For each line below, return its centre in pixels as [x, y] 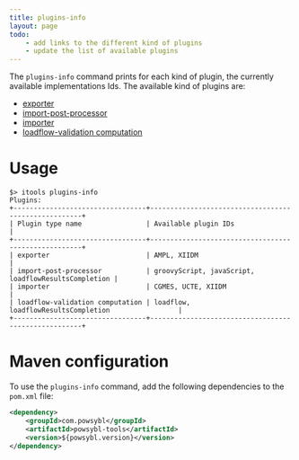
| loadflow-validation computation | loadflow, [100, 303]
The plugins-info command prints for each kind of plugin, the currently [141, 76]
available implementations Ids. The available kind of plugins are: [128, 86]
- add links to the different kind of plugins [114, 43]
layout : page [34, 26]
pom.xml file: [31, 396]
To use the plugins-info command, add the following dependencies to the [147, 386]
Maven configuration [89, 362]
